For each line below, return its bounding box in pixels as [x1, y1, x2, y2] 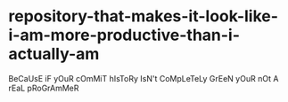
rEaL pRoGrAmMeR [8, 82, 79, 93]
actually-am [8, 44, 100, 64]
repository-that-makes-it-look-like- [8, 6, 278, 27]
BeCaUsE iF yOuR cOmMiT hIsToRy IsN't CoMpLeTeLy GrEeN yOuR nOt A [8, 73, 279, 83]
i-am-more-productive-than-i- [8, 25, 241, 45]
